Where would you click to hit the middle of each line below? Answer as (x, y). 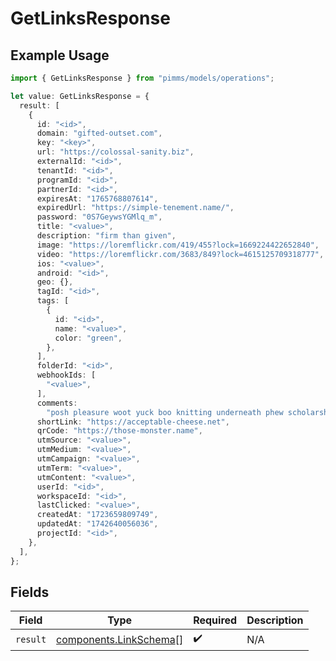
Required (215, 620)
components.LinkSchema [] (120, 639)
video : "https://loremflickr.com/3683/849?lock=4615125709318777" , (180, 254)
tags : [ (53, 301)
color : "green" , (88, 338)
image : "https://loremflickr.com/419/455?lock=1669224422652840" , (178, 245)
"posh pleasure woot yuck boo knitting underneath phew (165, 412)
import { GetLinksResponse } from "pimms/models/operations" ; (142, 78)
